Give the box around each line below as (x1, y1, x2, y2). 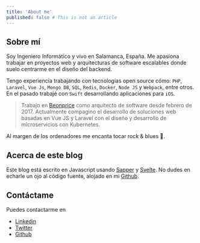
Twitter (14, 224, 33, 231)
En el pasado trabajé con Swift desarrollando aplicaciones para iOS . (6, 90, 175, 97)
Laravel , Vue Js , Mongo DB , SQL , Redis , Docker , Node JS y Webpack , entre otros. (6, 84, 195, 91)
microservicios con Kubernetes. (20, 121, 101, 128)
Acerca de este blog (6, 150, 83, 160)
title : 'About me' (6, 8, 52, 15)
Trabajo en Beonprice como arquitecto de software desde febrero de (20, 102, 192, 109)
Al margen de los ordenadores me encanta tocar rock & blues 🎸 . (6, 133, 166, 140)
